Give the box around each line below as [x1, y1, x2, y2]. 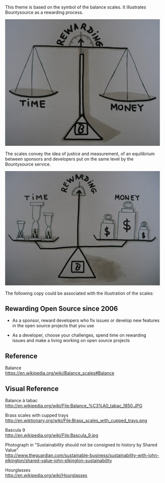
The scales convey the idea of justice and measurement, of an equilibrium [5, 150, 155, 157]
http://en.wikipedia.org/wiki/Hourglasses [5, 473, 87, 479]
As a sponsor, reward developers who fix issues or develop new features [12, 317, 160, 323]
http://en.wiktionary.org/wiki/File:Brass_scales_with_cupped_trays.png [5, 417, 147, 423]
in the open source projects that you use [12, 323, 94, 329]
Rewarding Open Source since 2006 [5, 304, 118, 312]
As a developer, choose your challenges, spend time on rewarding [12, 332, 146, 338]
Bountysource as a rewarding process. [5, 9, 83, 15]
